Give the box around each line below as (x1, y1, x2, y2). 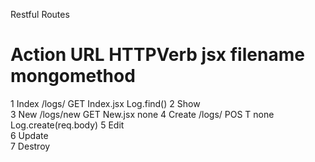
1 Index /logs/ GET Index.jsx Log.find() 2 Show (10, 97, 201, 109)
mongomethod (10, 65, 136, 88)
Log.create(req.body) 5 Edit (10, 119, 125, 131)
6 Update (10, 129, 49, 141)
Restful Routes (10, 9, 70, 20)
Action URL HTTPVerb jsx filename (10, 44, 305, 66)
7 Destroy (10, 140, 51, 152)
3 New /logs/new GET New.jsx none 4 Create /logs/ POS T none (10, 108, 275, 120)
